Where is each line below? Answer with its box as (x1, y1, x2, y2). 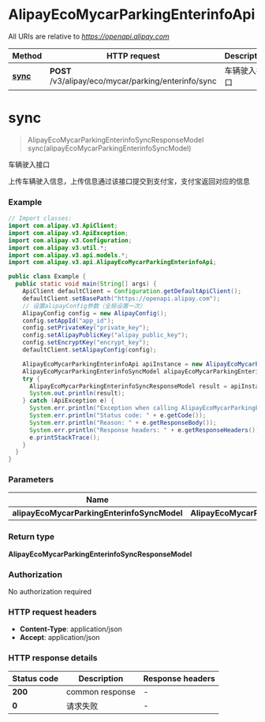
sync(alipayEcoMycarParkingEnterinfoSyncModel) (27, 143, 192, 153)
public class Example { (8, 273, 87, 281)
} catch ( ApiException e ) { (22, 396, 114, 405)
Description (78, 672, 124, 683)
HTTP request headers (8, 606, 97, 617)
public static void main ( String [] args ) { (15, 280, 157, 288)
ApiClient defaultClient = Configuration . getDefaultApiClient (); (22, 288, 242, 296)
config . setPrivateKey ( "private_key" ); (22, 324, 150, 332)
